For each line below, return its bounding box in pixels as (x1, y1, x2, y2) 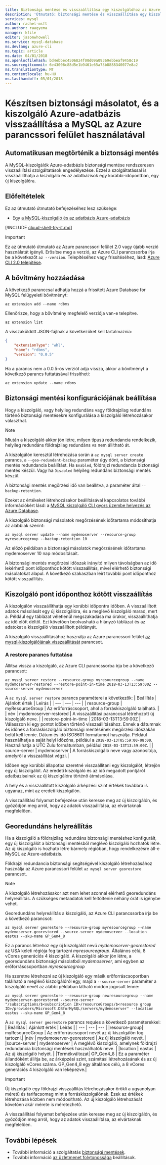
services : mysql (5, 16, 39, 21)
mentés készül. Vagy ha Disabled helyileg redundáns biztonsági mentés (5, 467, 151, 473)
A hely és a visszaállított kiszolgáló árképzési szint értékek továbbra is (5, 782, 148, 788)
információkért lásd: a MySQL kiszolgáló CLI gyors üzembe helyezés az (5, 502, 151, 508)
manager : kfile (5, 30, 37, 35)
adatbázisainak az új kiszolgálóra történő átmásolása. (5, 773, 114, 779)
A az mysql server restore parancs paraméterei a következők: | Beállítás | (5, 695, 157, 701)
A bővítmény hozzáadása (5, 273, 85, 282)
